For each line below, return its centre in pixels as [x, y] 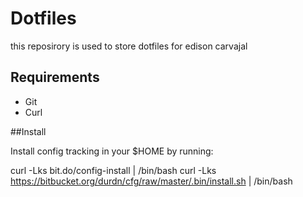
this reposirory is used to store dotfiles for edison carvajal [129, 46]
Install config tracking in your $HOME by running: [112, 151]
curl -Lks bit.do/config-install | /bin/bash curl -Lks [113, 170]
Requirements [55, 77]
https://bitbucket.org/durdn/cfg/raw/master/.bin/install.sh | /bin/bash [151, 181]
